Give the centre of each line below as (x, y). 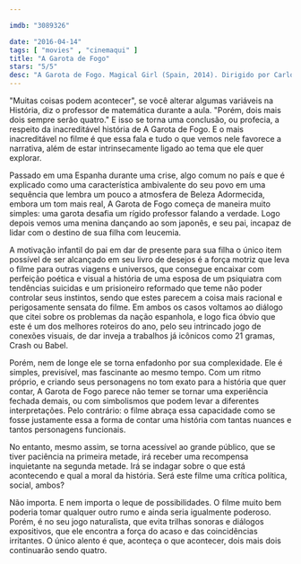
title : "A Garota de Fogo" (60, 58)
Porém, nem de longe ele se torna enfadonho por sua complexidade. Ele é (146, 363)
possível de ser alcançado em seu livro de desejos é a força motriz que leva (149, 260)
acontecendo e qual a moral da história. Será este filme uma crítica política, (148, 476)
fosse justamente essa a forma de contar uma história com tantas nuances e (150, 420)
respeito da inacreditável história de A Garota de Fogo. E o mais (127, 129)
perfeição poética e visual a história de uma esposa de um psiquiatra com (146, 278)
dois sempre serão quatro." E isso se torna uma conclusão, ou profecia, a (144, 119)
